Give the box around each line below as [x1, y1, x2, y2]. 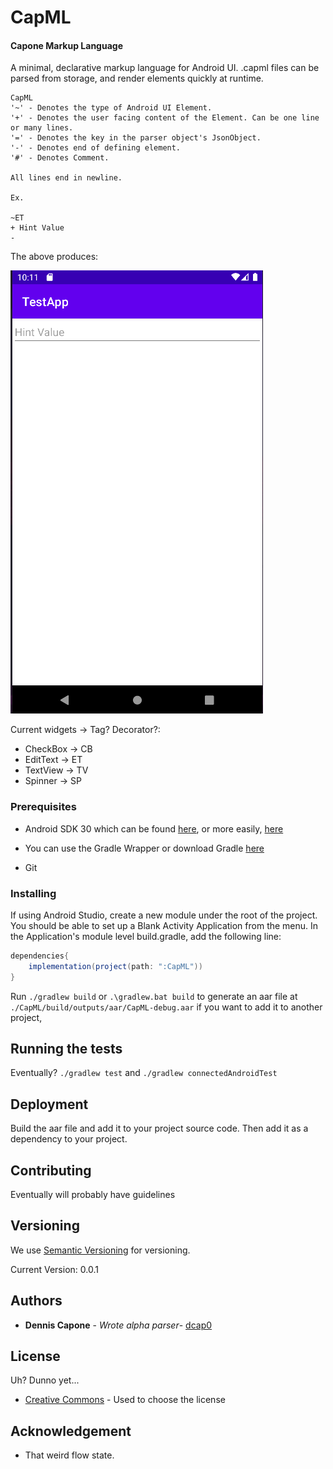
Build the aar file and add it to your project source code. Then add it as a [10, 1122, 309, 1135]
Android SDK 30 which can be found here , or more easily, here [24, 822, 284, 835]
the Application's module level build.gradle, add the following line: [10, 930, 282, 942]
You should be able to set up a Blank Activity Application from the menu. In [10, 919, 319, 931]
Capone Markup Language [10, 39, 123, 51]
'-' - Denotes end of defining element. [10, 143, 182, 153]
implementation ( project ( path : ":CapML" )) [28, 961, 203, 971]
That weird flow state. [24, 1449, 115, 1461]
